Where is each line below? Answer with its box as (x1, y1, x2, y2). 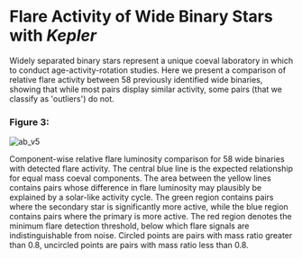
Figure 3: (9, 115, 50, 128)
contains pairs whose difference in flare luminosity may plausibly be (9, 183, 262, 193)
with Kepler (9, 25, 97, 46)
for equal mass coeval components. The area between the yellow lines (9, 173, 272, 183)
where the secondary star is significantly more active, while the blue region (9, 201, 288, 212)
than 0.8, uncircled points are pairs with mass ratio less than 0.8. (9, 240, 250, 251)
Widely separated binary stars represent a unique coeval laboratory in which (9, 55, 294, 66)
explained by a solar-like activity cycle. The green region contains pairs (9, 192, 274, 203)
